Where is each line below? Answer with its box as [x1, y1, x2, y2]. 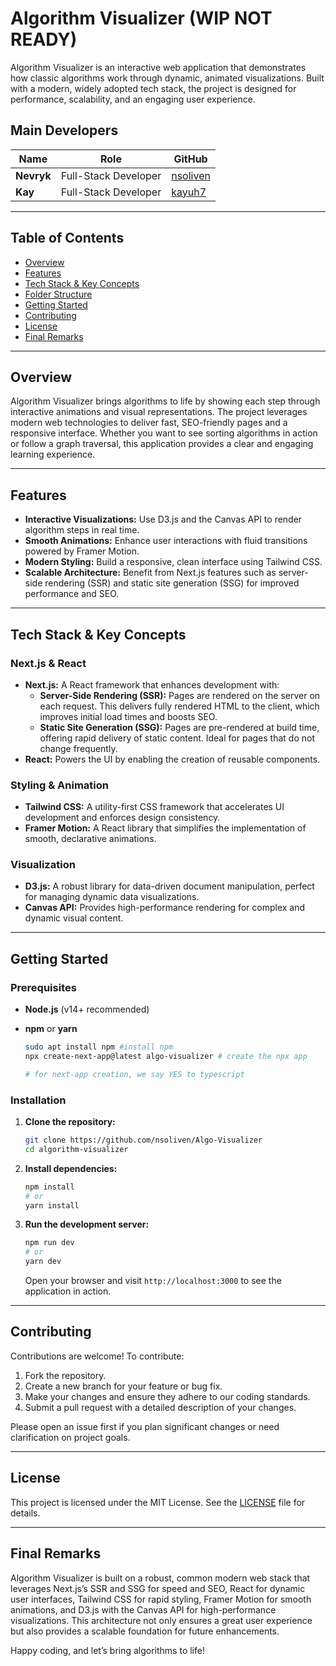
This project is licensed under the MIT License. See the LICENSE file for [10, 1496, 306, 1508]
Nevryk [15, 168, 52, 182]
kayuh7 [171, 185, 207, 199]
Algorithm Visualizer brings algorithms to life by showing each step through [10, 395, 321, 407]
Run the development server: [24, 1218, 150, 1231]
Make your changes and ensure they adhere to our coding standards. [24, 1390, 311, 1402]
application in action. [24, 1285, 112, 1297]
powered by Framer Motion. [24, 545, 140, 557]
